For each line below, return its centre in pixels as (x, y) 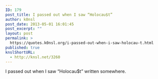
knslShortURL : (20, 52)
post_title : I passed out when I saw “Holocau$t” (59, 15)
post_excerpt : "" (24, 29)
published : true (22, 48)
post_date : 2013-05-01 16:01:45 (39, 24)
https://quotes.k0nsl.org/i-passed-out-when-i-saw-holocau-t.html (82, 43)
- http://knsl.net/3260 (35, 57)
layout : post (19, 33)
